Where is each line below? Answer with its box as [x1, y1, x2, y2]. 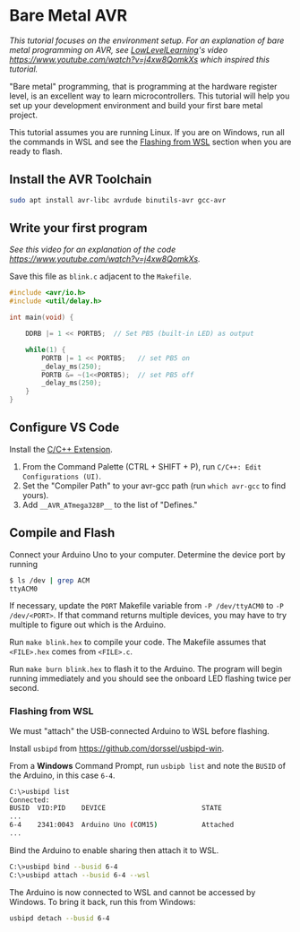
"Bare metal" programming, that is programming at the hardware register [9, 81, 278, 91]
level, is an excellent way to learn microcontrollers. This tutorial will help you [9, 91, 290, 101]
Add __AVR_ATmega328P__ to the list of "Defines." [21, 499, 198, 510]
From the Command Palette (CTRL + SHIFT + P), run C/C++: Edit [21, 461, 262, 471]
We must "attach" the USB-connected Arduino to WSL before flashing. [9, 725, 270, 736]
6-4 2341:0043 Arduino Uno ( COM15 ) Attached [9, 821, 235, 830]
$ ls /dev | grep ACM [9, 575, 90, 585]
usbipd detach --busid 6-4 [9, 913, 110, 923]
